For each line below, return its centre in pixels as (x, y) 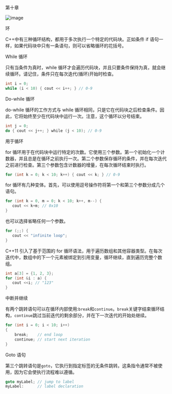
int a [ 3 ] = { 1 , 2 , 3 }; (29, 273)
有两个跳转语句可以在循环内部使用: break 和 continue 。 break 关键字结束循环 (83, 309)
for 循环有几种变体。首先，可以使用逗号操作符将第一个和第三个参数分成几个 (85, 185)
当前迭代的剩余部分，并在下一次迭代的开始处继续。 (95, 316)
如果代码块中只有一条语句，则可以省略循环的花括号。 (70, 46)
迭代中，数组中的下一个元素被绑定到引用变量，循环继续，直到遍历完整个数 (84, 257)
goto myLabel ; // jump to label (40, 382)
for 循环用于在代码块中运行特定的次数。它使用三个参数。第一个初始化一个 (83, 152)
